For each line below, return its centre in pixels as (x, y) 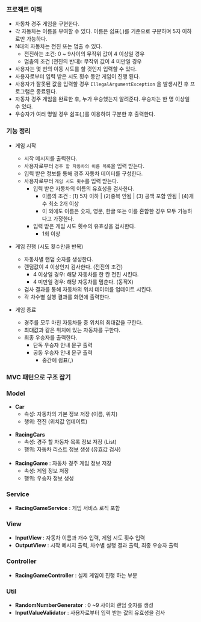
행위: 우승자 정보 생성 (49, 478)
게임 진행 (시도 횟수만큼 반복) (49, 246)
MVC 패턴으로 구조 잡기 (39, 377)
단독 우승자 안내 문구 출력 (63, 345)
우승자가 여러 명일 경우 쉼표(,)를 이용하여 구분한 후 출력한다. (85, 114)
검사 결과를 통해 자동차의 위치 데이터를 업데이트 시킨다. (88, 289)
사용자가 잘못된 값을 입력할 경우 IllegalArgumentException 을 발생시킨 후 (102, 84)
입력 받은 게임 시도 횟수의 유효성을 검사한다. (84, 226)
